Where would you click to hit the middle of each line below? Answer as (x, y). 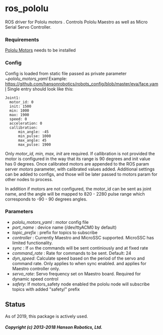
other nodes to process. (29, 179)
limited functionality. (32, 243)
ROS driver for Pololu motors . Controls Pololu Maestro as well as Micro (76, 22)
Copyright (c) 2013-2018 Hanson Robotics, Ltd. (54, 327)
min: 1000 (19, 110)
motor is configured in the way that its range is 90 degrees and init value (78, 159)
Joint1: (13, 98)
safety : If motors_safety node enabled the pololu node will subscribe (81, 284)
